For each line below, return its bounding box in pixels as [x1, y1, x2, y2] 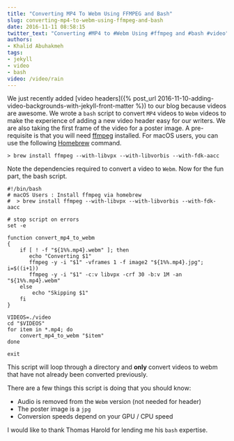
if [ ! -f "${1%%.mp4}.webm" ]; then [19, 247, 130, 254]
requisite [7, 131, 33, 140]
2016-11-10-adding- [157, 94, 214, 103]
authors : [7, 36, 33, 43]
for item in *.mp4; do [7, 326, 73, 333]
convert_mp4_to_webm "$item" [19, 333, 104, 340]
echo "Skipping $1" [32, 289, 89, 297]
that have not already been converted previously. [7, 370, 148, 379]
